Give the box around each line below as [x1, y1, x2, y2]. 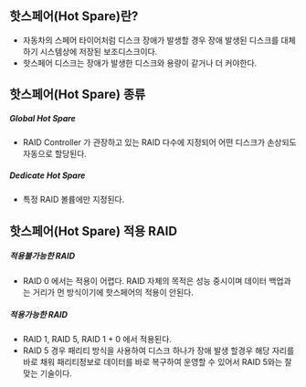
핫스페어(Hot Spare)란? [9, 8, 139, 25]
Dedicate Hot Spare [9, 170, 86, 181]
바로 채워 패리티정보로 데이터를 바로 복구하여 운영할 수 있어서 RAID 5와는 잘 [22, 357, 292, 368]
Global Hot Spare [9, 112, 76, 123]
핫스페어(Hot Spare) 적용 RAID [9, 223, 178, 239]
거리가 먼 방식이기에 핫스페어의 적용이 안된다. [32, 287, 194, 298]
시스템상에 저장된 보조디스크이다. [39, 46, 158, 57]
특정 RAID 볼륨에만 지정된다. [22, 194, 125, 205]
